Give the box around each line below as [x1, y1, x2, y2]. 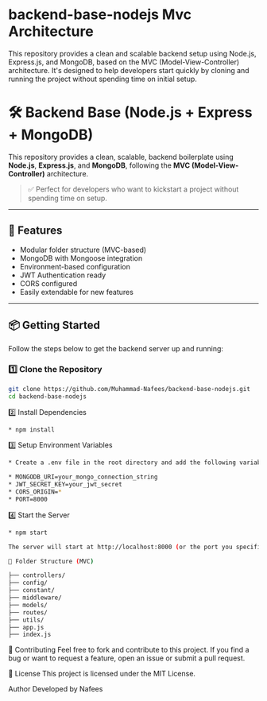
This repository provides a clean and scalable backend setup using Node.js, [8, 48, 257, 58]
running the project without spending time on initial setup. [8, 74, 197, 83]
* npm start [8, 529, 48, 536]
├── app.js [8, 623, 44, 631]
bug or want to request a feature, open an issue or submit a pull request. [8, 653, 246, 663]
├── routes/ [8, 608, 48, 617]
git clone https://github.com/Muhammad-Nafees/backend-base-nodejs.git [8, 385, 250, 393]
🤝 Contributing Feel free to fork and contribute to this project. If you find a [8, 645, 250, 655]
